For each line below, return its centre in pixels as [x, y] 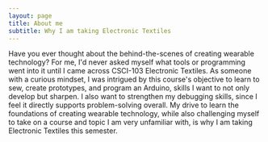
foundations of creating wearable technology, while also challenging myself [134, 114]
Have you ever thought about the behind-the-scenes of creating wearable [131, 54]
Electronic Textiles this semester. [63, 131]
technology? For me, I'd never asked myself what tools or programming [127, 62]
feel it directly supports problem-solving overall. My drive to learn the [124, 105]
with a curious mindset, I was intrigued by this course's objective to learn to [134, 79]
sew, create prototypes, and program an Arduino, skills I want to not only [129, 88]
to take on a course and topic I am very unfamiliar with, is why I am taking [130, 123]
